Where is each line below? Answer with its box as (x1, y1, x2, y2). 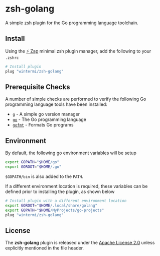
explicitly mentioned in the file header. (5, 245, 84, 251)
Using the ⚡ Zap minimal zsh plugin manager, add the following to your (5, 48, 151, 54)
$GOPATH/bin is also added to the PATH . (5, 173, 84, 179)
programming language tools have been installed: (5, 101, 108, 107)
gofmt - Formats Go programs (12, 122, 74, 128)
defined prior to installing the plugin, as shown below (5, 188, 115, 195)
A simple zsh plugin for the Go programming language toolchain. (5, 20, 139, 26)
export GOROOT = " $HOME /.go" (5, 164, 62, 169)
